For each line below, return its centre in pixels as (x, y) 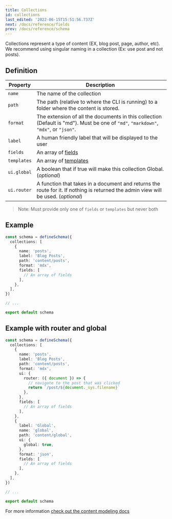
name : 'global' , (36, 431)
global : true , (39, 445)
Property (20, 85)
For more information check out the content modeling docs (67, 511)
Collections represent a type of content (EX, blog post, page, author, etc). (83, 43)
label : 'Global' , (37, 426)
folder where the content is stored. (78, 108)
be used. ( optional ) (60, 196)
